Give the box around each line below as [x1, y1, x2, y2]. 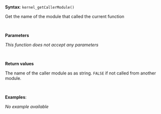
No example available [5, 104, 49, 109]
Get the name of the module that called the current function [5, 14, 125, 19]
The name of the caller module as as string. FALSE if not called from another [5, 70, 157, 76]
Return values [5, 61, 34, 66]
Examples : [5, 95, 27, 100]
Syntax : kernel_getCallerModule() [5, 4, 74, 10]
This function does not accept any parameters [5, 42, 99, 48]
